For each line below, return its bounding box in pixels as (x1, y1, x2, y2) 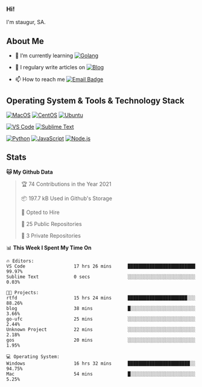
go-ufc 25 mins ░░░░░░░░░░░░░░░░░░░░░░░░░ (6, 316, 196, 322)
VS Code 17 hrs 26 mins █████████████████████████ (6, 263, 196, 269)
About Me (6, 36, 44, 46)
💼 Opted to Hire (21, 209, 60, 216)
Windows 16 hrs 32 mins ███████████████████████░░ (6, 360, 196, 367)
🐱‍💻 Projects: (6, 289, 39, 295)
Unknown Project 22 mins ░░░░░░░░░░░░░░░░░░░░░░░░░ (6, 326, 196, 333)
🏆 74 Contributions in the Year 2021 (21, 180, 112, 187)
